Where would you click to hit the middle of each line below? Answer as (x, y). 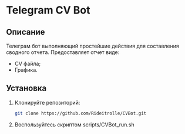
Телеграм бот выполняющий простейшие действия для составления (92, 46)
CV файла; (28, 63)
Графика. (26, 70)
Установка (26, 88)
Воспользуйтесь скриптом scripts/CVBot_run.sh (75, 125)
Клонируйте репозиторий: (47, 102)
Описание (26, 32)
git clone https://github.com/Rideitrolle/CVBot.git (80, 113)
